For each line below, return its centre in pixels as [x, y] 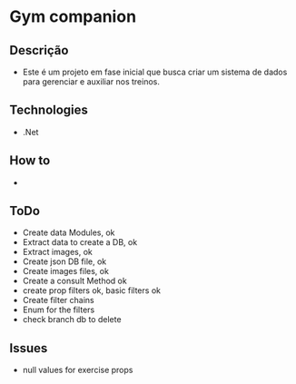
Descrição [39, 50]
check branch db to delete [72, 320]
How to [30, 161]
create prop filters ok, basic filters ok [92, 290]
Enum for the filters [59, 310]
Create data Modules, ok [69, 232]
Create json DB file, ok [64, 261]
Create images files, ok [65, 271]
